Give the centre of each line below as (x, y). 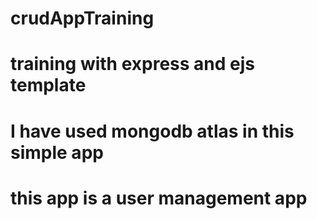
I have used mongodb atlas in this (152, 131)
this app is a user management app (159, 198)
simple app (57, 152)
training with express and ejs (132, 64)
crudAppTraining (82, 18)
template (48, 85)
